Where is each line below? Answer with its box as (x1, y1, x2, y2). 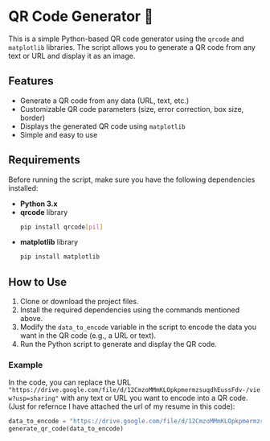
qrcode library (19, 207, 68, 216)
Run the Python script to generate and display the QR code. (19, 340, 217, 349)
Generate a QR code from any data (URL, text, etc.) (19, 96, 190, 105)
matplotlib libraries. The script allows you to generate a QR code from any (8, 42, 256, 52)
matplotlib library (19, 237, 79, 247)
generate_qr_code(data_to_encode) (8, 425, 125, 433)
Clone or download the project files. (19, 297, 139, 307)
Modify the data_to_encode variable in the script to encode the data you (19, 322, 257, 332)
